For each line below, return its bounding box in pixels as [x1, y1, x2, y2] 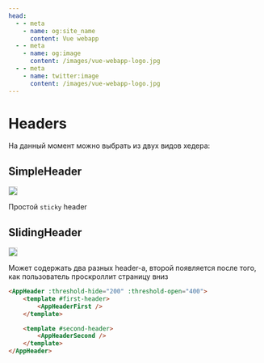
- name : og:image [23, 49, 82, 57]
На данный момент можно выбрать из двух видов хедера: [8, 141, 211, 150]
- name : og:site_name [23, 27, 95, 35]
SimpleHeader [8, 164, 82, 178]
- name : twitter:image [23, 72, 99, 80]
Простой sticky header [8, 202, 87, 212]
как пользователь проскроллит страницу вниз [8, 272, 169, 281]
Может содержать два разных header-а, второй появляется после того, [8, 264, 257, 273]
